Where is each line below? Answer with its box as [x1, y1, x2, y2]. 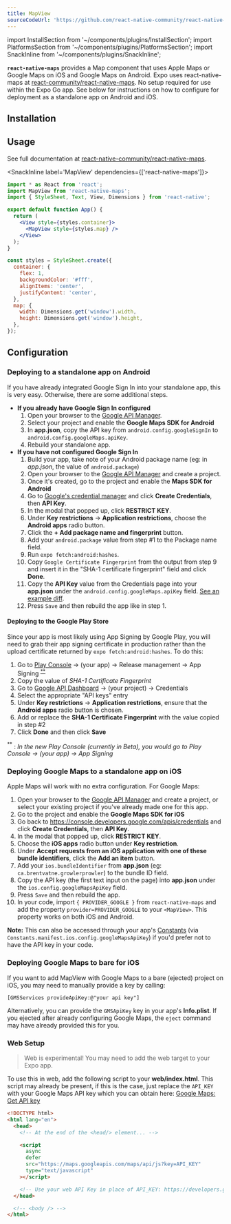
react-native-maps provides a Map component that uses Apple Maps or [7, 63, 210, 72]
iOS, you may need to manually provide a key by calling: [7, 981, 166, 989]
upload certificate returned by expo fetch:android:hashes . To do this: [7, 647, 204, 655]
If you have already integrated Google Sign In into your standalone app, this [7, 383, 221, 391]
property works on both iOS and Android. [16, 912, 134, 921]
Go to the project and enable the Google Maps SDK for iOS [16, 810, 185, 819]
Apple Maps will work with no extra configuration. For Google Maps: [7, 782, 200, 790]
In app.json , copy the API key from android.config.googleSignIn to [27, 425, 219, 434]
